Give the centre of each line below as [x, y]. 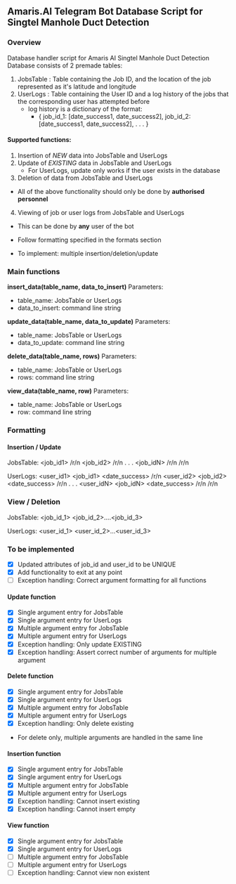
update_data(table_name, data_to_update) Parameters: [89, 322]
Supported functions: [39, 140]
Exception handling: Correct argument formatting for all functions [112, 580]
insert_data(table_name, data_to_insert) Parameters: [85, 287]
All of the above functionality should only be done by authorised [111, 191]
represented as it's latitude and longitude [77, 86]
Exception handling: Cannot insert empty [76, 809]
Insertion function [34, 753]
